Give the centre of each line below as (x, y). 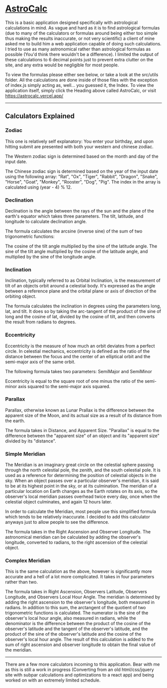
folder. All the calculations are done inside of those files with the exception (82, 80)
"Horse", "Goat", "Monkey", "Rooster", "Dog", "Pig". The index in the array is (83, 182)
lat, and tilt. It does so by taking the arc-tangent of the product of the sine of (83, 311)
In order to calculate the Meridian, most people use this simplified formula (81, 511)
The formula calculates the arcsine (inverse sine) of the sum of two (74, 231)
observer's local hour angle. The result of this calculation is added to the (80, 640)
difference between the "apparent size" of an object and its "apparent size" (83, 436)
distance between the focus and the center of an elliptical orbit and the (78, 356)
